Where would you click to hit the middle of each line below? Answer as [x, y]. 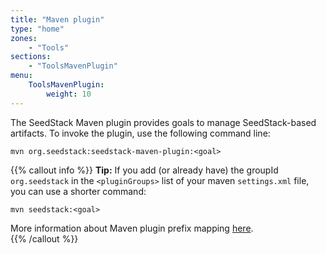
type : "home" [37, 29]
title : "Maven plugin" [57, 19]
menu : [21, 76]
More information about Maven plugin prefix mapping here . [132, 228]
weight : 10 [69, 94]
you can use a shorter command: [78, 191]
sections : [31, 57]
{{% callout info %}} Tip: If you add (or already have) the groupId [144, 170]
